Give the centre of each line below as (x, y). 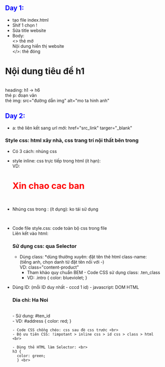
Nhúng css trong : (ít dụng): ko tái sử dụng (55, 209)
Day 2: (15, 116)
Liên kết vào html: (30, 233)
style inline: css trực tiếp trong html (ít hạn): (56, 161)
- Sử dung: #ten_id (31, 316)
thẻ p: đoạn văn (21, 95)
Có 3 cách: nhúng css (34, 151)
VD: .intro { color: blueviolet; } (57, 278)
